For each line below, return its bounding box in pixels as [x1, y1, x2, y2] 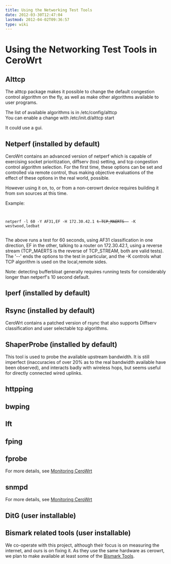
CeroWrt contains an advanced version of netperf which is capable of [5, 153, 152, 159]
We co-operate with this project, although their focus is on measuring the [5, 542, 160, 548]
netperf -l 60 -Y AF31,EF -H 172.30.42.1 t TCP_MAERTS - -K [5, 219, 136, 224]
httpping [5, 385, 33, 394]
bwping [5, 402, 30, 411]
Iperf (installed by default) [5, 289, 90, 297]
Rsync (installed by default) [5, 306, 95, 315]
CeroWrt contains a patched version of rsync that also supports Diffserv [5, 320, 157, 326]
